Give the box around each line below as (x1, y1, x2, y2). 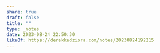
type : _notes (6, 26, 40, 32)
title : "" (6, 20, 32, 26)
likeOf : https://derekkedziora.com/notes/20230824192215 (6, 37, 155, 43)
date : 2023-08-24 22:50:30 (6, 32, 75, 38)
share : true (6, 9, 37, 15)
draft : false (6, 15, 40, 21)
